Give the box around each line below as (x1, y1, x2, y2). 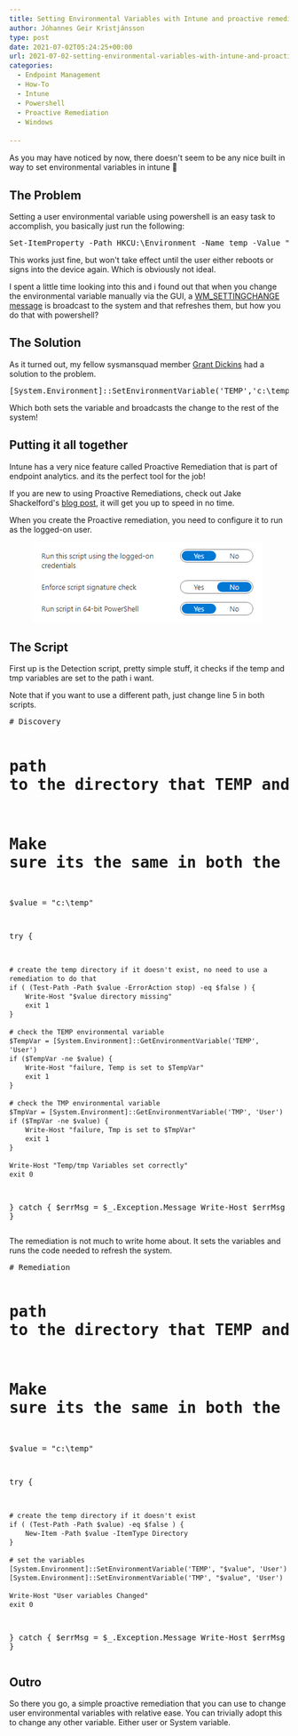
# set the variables (9, 1556, 86, 1565)
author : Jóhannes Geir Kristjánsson (9, 23, 145, 33)
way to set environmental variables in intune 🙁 (9, 162, 177, 173)
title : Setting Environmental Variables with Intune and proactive (9, 14, 264, 23)
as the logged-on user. (9, 524, 93, 534)
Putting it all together (9, 438, 129, 453)
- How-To (17, 80, 50, 89)
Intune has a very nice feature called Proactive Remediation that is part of (9, 461, 278, 471)
